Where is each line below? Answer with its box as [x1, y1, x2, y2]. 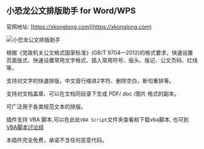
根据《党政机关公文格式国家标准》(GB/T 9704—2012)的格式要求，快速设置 [6, 49, 193, 56]
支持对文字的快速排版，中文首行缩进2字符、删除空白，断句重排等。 [6, 77, 175, 84]
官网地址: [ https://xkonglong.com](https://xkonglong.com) [6, 23, 152, 30]
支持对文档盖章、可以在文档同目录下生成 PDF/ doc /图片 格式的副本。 [6, 90, 180, 97]
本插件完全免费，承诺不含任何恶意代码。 [6, 136, 107, 144]
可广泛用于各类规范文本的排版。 [6, 103, 86, 110]
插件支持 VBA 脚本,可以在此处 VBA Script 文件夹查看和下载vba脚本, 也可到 [6, 116, 189, 123]
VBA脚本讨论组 [6, 123, 44, 131]
